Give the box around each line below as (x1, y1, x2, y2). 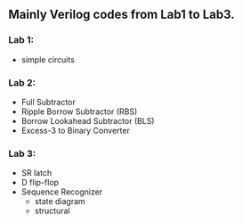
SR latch (20, 168, 53, 178)
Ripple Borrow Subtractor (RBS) (20, 106, 138, 117)
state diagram (34, 196, 85, 207)
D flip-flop (20, 178, 60, 188)
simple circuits (20, 54, 75, 65)
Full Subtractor (20, 96, 77, 107)
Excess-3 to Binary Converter (20, 125, 130, 136)
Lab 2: (8, 76, 36, 88)
